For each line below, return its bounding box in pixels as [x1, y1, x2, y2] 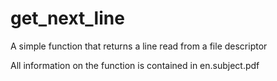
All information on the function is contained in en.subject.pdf [10, 59, 260, 71]
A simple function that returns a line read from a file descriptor [10, 40, 268, 52]
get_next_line [10, 7, 125, 30]
